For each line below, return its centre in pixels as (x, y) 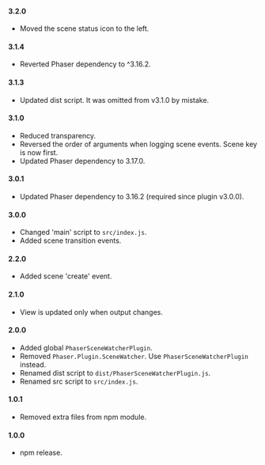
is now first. (39, 152)
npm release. (41, 453)
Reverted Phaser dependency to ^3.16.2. (85, 64)
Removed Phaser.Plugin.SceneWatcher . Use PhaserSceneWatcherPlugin (134, 356)
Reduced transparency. (58, 135)
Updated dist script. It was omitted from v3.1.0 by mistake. (114, 100)
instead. (33, 365)
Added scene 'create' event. (66, 276)
